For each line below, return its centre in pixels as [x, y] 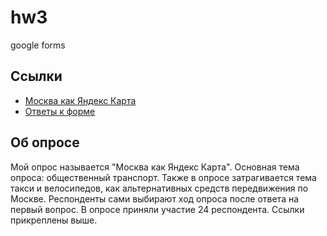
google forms [38, 45]
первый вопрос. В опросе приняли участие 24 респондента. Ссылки [157, 209]
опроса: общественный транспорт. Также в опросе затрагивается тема [163, 177]
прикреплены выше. [54, 220]
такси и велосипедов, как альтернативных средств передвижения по [159, 188]
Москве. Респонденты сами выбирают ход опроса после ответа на [155, 198]
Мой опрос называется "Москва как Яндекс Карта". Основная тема [155, 167]
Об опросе [45, 142]
